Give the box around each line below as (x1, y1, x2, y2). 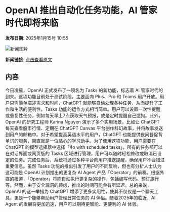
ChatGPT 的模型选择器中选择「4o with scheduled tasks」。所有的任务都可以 (5, 144, 163, 150)
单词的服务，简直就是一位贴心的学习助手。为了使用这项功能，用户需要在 (5, 138, 156, 144)
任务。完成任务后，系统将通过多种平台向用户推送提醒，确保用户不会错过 (14, 156, 165, 162)
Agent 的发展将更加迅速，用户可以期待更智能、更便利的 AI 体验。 (5, 201, 141, 207)
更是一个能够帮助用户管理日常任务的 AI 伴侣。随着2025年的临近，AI (14, 194, 156, 200)
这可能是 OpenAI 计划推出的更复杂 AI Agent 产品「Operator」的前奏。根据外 (5, 169, 164, 175)
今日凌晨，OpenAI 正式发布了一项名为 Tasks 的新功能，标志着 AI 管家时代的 (5, 87, 163, 93)
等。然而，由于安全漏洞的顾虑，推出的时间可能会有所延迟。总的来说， (5, 182, 152, 188)
